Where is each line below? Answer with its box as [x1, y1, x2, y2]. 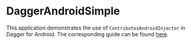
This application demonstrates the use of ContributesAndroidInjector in [6, 24, 186, 31]
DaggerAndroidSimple [6, 4, 121, 18]
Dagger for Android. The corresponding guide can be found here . [6, 30, 169, 37]
